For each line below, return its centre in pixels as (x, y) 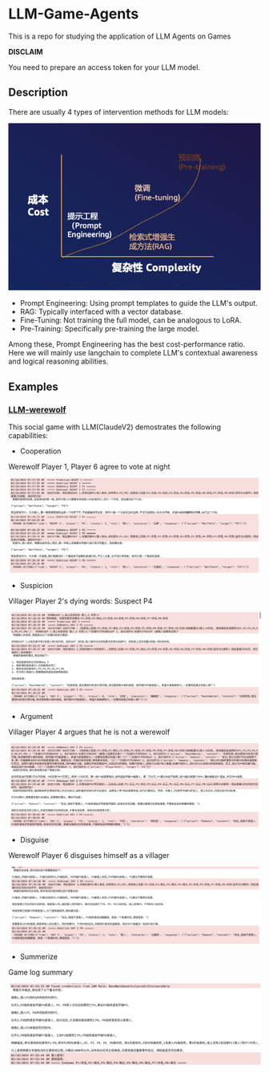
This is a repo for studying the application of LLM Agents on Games (120, 36)
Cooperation (40, 451)
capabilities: (28, 435)
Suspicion (36, 586)
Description (38, 93)
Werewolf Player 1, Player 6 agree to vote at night (89, 466)
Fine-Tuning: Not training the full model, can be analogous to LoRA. (131, 320)
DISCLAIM (26, 51)
